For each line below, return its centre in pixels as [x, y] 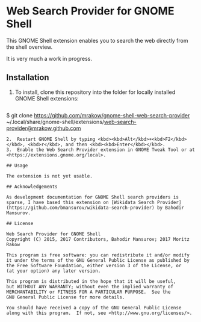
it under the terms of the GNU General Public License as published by [98, 260]
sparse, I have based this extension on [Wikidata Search [80, 202]
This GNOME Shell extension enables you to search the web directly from [97, 40]
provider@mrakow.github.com [44, 128]
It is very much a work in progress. [49, 58]
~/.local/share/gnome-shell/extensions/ [55, 122]
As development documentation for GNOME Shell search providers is [93, 197]
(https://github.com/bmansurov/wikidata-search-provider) [80, 208]
